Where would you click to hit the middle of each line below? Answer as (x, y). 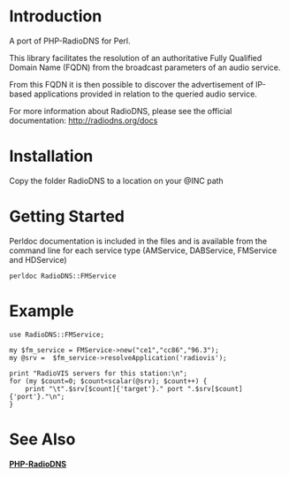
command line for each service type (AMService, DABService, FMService (143, 250)
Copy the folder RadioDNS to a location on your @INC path (116, 181)
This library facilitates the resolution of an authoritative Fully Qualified (136, 58)
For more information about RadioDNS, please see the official (121, 111)
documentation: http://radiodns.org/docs (84, 120)
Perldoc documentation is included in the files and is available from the (138, 241)
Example (42, 311)
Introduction (56, 16)
